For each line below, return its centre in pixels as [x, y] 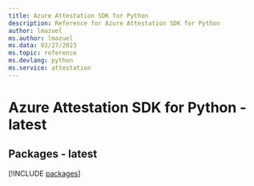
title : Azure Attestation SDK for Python [79, 16]
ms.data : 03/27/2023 [43, 46]
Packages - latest [53, 154]
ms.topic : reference [43, 53]
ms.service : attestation [50, 68]
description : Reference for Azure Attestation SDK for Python [114, 23]
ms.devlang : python [41, 61]
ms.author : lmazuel [41, 38]
